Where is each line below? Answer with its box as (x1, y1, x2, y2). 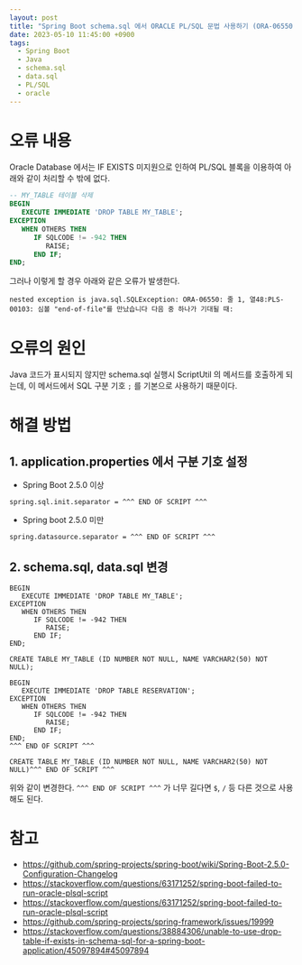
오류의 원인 (9, 337, 87, 358)
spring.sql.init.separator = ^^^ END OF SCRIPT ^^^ (9, 498, 207, 507)
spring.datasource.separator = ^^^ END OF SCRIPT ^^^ (9, 533, 216, 542)
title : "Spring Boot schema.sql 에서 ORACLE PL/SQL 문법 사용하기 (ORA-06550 (9, 22, 293, 31)
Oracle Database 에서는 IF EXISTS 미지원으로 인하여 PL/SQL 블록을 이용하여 (9, 161, 282, 172)
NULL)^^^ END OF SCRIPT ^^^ (9, 766, 115, 775)
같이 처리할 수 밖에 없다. (25, 173, 111, 184)
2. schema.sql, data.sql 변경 (9, 559, 169, 574)
